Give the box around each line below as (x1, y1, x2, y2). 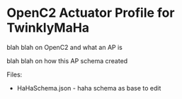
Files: (6, 70, 23, 79)
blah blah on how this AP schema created (6, 56, 128, 65)
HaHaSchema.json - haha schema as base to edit (16, 84, 161, 92)
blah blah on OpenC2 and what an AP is (6, 43, 123, 51)
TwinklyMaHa (6, 20, 90, 36)
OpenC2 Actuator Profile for (6, 5, 175, 21)
